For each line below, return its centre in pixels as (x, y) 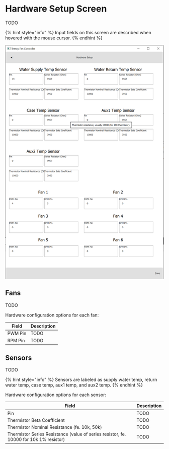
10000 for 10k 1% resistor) (36, 439)
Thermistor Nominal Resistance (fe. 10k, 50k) (55, 427)
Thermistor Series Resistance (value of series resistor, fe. (67, 434)
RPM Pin (16, 340)
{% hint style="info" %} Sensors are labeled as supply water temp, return (81, 379)
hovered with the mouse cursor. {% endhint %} (54, 38)
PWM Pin (17, 334)
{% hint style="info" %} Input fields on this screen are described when (78, 32)
